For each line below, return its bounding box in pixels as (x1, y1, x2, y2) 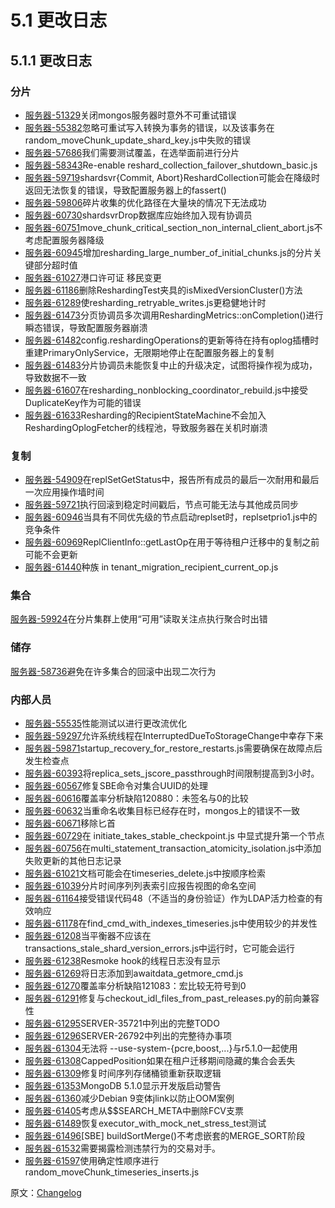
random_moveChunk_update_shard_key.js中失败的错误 (24, 134, 252, 146)
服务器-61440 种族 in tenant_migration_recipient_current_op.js (24, 561, 279, 573)
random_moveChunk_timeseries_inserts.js (24, 1166, 200, 1178)
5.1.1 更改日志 (10, 52, 92, 69)
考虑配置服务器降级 (24, 234, 105, 246)
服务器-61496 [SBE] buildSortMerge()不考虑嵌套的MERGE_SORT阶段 (24, 1130, 306, 1142)
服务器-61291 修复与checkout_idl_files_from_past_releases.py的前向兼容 (24, 992, 320, 1005)
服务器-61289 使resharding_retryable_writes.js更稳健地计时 (24, 296, 267, 308)
